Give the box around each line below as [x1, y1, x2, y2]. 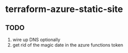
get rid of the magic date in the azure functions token [12, 42, 123, 48]
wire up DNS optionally [12, 36, 60, 42]
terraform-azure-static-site [5, 3, 123, 15]
